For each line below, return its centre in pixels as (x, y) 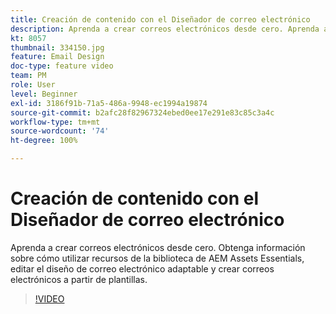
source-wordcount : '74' (60, 131)
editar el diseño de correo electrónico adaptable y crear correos (142, 268)
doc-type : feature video (62, 66)
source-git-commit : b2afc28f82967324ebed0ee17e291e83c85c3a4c (142, 112)
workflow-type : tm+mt (55, 122)
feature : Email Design (57, 57)
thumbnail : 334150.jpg (57, 47)
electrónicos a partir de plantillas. (79, 279)
